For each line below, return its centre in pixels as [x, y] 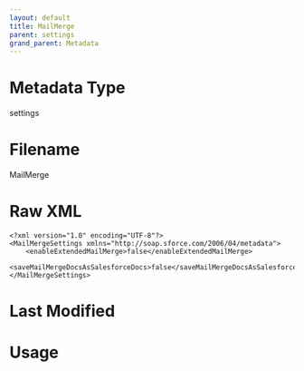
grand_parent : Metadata [54, 43]
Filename [45, 150]
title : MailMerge [42, 26]
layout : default [40, 18]
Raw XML [46, 212]
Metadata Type [67, 88]
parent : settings [42, 34]
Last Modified [62, 312]
